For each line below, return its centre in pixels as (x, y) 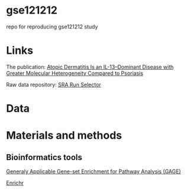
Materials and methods (64, 136)
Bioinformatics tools (44, 157)
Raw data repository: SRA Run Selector (54, 84)
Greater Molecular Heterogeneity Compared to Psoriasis (75, 73)
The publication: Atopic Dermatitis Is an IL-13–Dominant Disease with (90, 67)
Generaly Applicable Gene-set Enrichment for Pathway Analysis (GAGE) (94, 171)
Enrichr (15, 183)
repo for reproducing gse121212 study (52, 27)
